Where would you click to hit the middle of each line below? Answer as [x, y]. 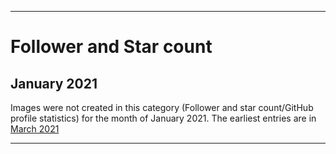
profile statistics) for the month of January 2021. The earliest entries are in [163, 118]
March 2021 [35, 129]
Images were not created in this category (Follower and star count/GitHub [162, 107]
